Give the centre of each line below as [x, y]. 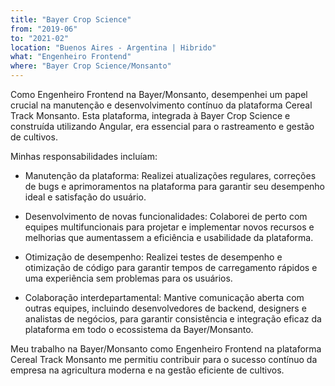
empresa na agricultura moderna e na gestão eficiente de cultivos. [147, 370]
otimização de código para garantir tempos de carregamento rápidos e [171, 267]
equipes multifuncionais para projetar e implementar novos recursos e [169, 227]
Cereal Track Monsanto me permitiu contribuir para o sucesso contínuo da [164, 359]
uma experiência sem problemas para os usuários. [128, 278]
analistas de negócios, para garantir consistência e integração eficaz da [173, 319]
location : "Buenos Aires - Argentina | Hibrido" [113, 47]
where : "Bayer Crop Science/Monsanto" [91, 66]
